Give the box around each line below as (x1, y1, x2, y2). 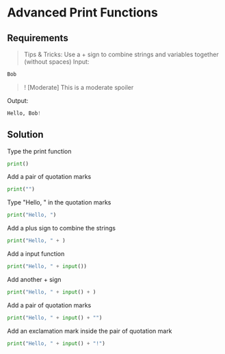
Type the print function (7, 147, 72, 155)
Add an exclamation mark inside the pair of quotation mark (7, 327, 172, 335)
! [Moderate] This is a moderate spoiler (23, 83, 134, 91)
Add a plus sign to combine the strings (7, 224, 116, 233)
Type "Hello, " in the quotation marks (7, 198, 111, 206)
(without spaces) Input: (23, 58, 90, 66)
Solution (7, 129, 44, 141)
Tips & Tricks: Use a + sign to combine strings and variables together (23, 50, 219, 58)
